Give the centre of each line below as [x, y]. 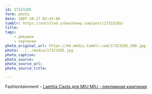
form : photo [17, 14]
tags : [11, 32]
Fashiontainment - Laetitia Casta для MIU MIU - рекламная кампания [76, 86]
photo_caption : [21, 55]
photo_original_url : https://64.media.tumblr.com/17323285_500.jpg [76, 46]
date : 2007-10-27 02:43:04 [33, 19]
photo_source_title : [26, 69]
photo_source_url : [24, 64]
